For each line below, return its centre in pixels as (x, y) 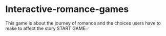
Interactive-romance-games (67, 9)
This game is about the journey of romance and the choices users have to (83, 23)
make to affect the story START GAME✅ (47, 28)
